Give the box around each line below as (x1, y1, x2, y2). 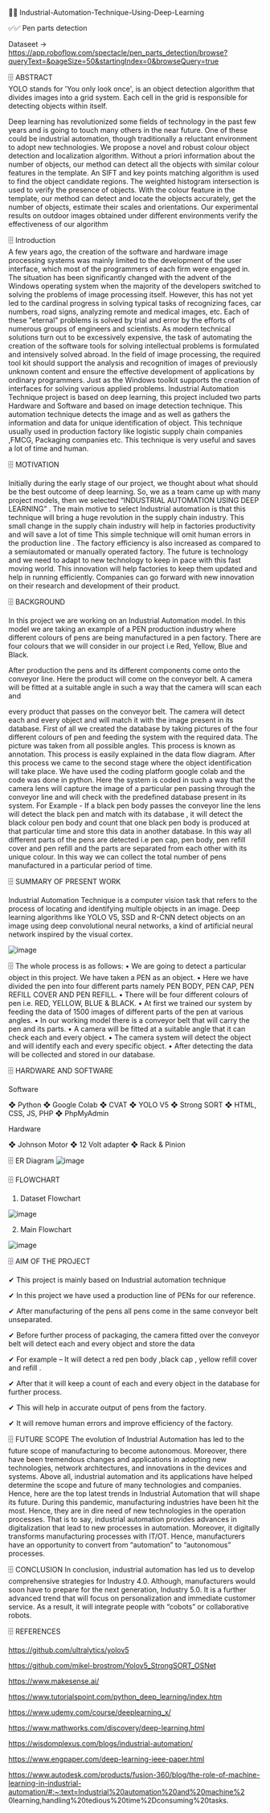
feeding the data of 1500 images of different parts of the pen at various (8, 1007, 243, 1016)
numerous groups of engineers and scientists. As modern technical (8, 324, 231, 333)
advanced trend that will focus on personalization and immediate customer (8, 1593, 256, 1603)
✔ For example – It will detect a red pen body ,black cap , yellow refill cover (8, 1354, 258, 1364)
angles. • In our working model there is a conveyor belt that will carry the (8, 1016, 251, 1025)
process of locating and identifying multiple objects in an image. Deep (8, 904, 240, 913)
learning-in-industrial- (8, 1778, 82, 1788)
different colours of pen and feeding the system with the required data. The (8, 732, 259, 742)
